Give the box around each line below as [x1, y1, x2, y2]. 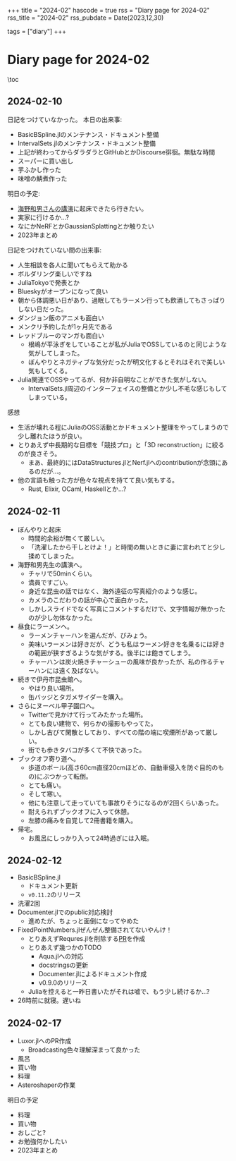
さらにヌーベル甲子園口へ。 [17, 701, 99, 710]
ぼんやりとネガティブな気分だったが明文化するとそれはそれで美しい [27, 358, 225, 366]
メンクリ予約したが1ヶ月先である [17, 322, 113, 331]
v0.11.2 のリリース [27, 890, 82, 899]
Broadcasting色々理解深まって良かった [27, 1045, 141, 1054]
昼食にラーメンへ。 [17, 622, 74, 631]
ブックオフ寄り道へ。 [17, 754, 80, 762]
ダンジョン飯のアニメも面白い [17, 313, 104, 322]
